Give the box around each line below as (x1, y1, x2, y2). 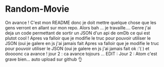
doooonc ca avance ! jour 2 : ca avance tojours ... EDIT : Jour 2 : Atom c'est (5, 50, 158, 57)
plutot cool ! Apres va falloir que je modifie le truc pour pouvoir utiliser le (5, 35, 151, 41)
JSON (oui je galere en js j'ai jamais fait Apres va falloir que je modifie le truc (5, 40, 159, 46)
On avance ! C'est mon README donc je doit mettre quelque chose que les (5, 20, 157, 25)
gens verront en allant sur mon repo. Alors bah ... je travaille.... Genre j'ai (5, 24, 151, 30)
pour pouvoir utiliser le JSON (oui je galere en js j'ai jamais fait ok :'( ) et (5, 45, 150, 51)
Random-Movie (5, 3, 70, 15)
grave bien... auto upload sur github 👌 (5, 56, 83, 62)
